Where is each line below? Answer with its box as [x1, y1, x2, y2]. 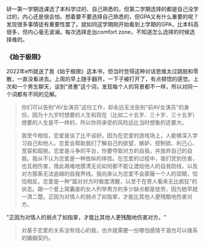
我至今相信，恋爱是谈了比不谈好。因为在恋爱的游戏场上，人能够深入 [21, 132, 193, 139]
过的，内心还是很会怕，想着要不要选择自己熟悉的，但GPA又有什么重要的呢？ [6, 13, 200, 20]
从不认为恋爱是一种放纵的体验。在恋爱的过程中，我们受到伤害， [37, 155, 198, 162]
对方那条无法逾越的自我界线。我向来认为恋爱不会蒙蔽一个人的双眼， [21, 170, 193, 177]
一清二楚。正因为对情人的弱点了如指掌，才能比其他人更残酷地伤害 [21, 193, 187, 201]
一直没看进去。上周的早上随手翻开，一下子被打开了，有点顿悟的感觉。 [16, 75, 193, 83]
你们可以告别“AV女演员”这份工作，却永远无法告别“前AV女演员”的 [21, 103, 184, 111]
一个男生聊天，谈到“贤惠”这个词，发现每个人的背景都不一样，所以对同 [16, 83, 193, 90]
